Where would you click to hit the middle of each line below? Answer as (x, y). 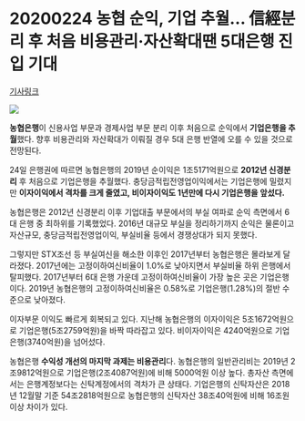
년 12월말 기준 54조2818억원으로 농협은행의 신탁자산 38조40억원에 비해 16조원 (149, 395)
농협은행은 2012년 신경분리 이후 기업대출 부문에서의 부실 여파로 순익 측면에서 (146, 211)
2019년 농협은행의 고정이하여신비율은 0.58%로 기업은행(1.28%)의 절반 (154, 288)
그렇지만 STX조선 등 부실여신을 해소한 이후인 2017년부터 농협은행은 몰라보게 (145, 254)
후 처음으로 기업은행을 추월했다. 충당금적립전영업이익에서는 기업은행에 (143, 181)
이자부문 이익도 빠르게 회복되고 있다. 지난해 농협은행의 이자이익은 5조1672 (141, 319)
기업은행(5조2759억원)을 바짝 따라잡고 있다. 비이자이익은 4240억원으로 (146, 330)
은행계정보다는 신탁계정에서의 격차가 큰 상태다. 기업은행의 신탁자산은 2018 (158, 384)
